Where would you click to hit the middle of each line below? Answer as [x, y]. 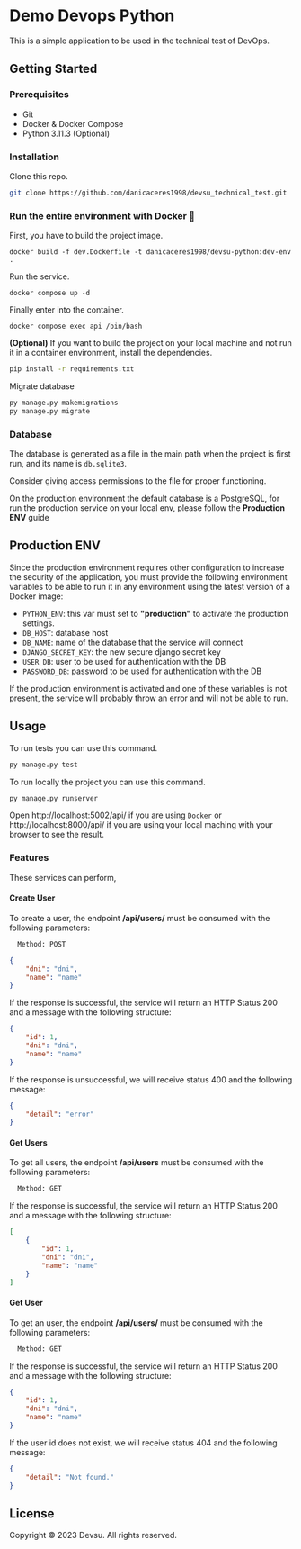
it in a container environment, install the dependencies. [111, 353]
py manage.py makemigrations [64, 403]
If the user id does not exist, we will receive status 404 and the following [143, 1443]
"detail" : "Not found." [70, 1477]
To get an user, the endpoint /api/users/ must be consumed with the [136, 1323]
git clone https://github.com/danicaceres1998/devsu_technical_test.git [148, 193]
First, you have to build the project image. [86, 236]
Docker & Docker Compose [73, 123]
